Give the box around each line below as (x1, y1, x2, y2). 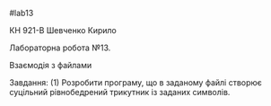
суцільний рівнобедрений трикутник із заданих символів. (9, 87, 231, 97)
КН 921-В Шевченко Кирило (9, 25, 117, 35)
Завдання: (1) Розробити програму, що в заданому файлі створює (9, 77, 263, 88)
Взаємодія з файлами (9, 60, 92, 70)
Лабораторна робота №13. (9, 42, 111, 53)
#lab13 (9, 8, 34, 18)
